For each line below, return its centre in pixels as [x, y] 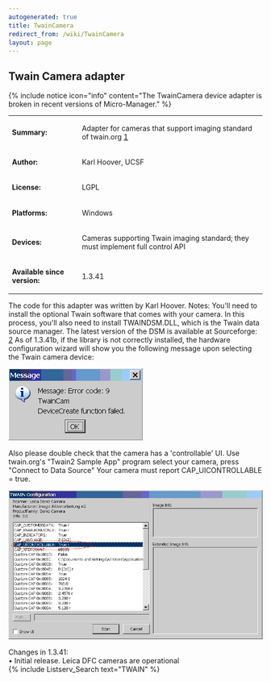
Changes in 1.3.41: [38, 652]
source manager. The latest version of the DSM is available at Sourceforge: [133, 331]
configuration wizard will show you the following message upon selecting [130, 348]
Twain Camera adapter [67, 76]
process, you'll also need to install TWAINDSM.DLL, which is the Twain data [134, 322]
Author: [25, 162]
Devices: [27, 243]
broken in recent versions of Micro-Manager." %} [90, 104]
